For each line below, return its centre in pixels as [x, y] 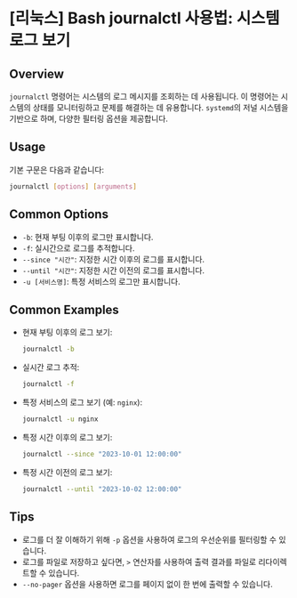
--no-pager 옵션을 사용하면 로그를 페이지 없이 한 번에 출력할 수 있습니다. [147, 584]
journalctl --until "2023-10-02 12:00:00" [102, 489]
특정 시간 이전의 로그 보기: [67, 472]
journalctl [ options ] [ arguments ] [73, 186]
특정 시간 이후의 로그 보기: [67, 437]
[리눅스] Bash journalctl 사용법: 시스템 [144, 18]
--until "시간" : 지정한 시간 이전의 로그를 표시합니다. [113, 270]
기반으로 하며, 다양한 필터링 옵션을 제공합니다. [89, 118]
